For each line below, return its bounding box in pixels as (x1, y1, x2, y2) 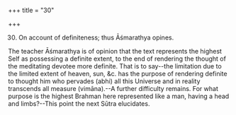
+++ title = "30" (8, 6, 55, 14)
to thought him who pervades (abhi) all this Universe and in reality (8, 77, 201, 85)
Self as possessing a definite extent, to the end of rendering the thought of (8, 54, 226, 63)
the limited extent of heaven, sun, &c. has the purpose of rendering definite (8, 70, 227, 78)
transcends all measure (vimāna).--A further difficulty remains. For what (8, 85, 218, 92)
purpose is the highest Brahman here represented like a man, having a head (8, 92, 230, 100)
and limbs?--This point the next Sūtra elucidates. (8, 99, 150, 108)
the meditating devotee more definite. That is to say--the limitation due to (8, 62, 222, 70)
